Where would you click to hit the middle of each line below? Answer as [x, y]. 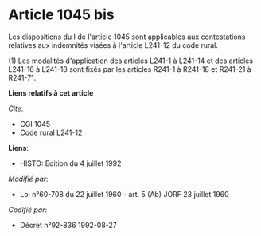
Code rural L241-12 [51, 132]
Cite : [16, 108]
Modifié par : [29, 179]
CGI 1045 [35, 124]
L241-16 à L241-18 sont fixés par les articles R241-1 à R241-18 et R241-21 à [130, 69]
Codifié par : [28, 210]
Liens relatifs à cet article [51, 92]
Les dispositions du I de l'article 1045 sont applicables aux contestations [127, 37]
